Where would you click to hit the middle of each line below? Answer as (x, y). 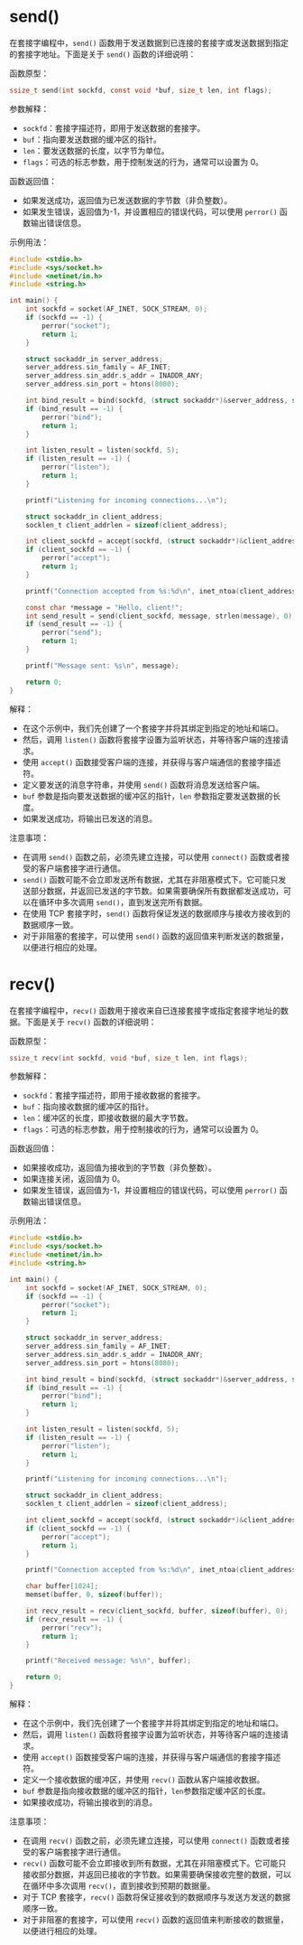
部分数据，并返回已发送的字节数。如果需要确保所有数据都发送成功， (157, 891)
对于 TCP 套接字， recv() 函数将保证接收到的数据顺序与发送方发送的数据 (156, 1897)
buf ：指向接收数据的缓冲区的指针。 (88, 1107)
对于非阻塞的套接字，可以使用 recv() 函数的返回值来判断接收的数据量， (155, 1920)
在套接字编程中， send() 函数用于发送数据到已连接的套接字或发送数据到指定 (149, 42)
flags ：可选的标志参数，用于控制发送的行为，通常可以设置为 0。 (143, 162)
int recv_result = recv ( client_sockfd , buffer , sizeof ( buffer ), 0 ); (157, 1611)
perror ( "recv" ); (72, 1628)
